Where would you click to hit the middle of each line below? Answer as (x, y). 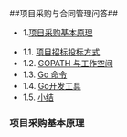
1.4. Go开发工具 (52, 86)
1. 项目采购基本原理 (58, 33)
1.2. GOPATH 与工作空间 (68, 63)
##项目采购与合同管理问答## (64, 13)
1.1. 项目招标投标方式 (61, 52)
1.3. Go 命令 (45, 74)
